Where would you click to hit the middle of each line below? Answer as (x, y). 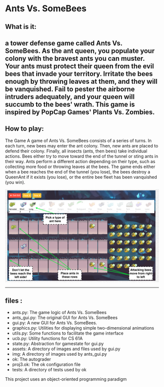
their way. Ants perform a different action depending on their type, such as (80, 161)
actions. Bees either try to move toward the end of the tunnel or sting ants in (82, 156)
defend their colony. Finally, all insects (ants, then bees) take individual (76, 151)
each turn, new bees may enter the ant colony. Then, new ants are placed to (82, 145)
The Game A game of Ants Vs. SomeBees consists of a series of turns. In (78, 141)
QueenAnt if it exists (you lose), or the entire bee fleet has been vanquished (81, 177)
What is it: (21, 27)
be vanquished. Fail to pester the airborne (70, 89)
